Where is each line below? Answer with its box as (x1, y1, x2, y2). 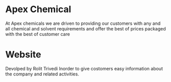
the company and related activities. (5, 71, 79, 77)
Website (5, 49, 41, 60)
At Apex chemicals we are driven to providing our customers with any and (5, 20, 161, 26)
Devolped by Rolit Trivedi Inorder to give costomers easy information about (5, 65, 163, 71)
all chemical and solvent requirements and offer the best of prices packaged (5, 25, 166, 31)
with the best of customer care (5, 31, 70, 37)
